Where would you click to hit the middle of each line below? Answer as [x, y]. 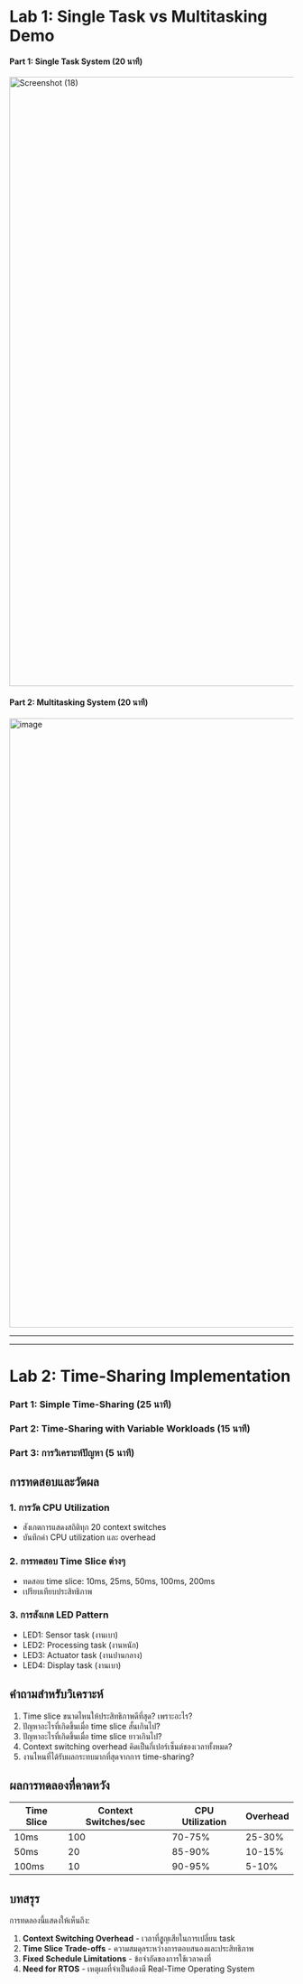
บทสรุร [25, 1899]
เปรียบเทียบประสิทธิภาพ [57, 1591]
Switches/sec [115, 1822]
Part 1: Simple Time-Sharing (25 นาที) [91, 1404]
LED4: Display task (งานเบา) [72, 1665]
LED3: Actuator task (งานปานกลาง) [82, 1655]
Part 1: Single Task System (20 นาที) [76, 61]
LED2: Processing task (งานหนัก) [81, 1645]
